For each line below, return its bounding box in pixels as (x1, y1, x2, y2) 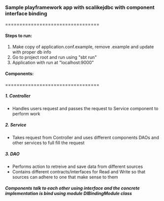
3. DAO (5, 151, 20, 157)
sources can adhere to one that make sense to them (12, 174, 118, 180)
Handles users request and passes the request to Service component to (12, 105, 159, 111)
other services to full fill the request (12, 140, 85, 146)
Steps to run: (5, 33, 33, 39)
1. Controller (5, 93, 31, 99)
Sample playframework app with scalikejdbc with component (5, 4, 155, 11)
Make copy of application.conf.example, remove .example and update (12, 43, 154, 49)
